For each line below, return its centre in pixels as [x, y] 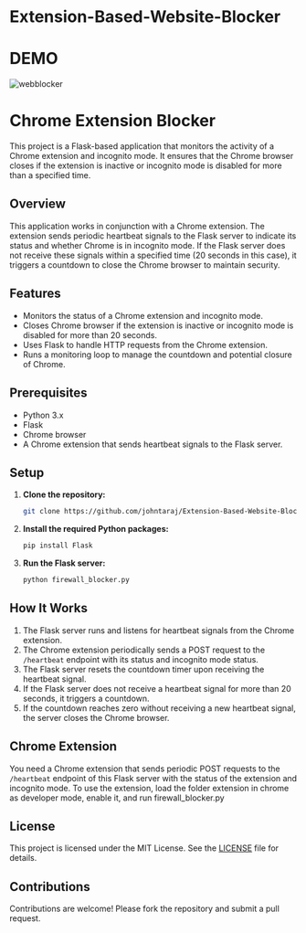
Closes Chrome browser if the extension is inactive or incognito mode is [158, 325]
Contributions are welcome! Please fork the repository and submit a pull [145, 909]
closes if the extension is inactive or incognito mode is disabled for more [146, 165]
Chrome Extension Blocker [113, 121]
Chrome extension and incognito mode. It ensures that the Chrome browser [152, 156]
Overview [38, 204]
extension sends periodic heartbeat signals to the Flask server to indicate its [153, 236]
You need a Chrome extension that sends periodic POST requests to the [145, 769]
